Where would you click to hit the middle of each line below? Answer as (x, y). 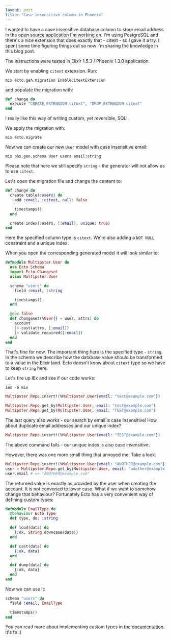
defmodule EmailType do (31, 509)
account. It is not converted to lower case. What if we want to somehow (81, 489)
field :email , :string (38, 291)
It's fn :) (13, 632)
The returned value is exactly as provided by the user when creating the (81, 483)
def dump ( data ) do (30, 565)
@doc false (21, 314)
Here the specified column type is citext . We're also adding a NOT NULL (80, 238)
